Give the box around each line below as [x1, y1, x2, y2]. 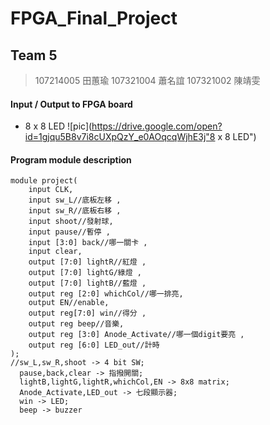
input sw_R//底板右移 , [28, 206, 122, 216]
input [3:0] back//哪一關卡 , [28, 238, 148, 248]
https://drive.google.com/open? [91, 120, 223, 132]
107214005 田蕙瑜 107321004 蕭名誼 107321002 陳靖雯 [34, 75, 261, 86]
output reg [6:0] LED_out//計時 [28, 340, 160, 351]
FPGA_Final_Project [10, 7, 178, 30]
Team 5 [10, 47, 58, 64]
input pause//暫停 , [28, 227, 111, 237]
